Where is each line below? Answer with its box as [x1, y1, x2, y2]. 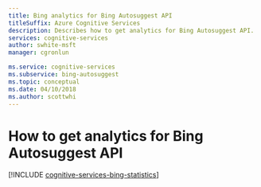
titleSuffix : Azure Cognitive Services [8, 19, 141, 27]
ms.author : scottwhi [8, 92, 77, 100]
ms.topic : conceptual [8, 77, 80, 86]
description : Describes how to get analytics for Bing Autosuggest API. [8, 26, 255, 34]
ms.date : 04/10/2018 [8, 85, 77, 93]
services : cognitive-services [8, 33, 109, 42]
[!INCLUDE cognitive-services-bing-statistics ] [8, 170, 159, 180]
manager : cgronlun [8, 49, 69, 56]
